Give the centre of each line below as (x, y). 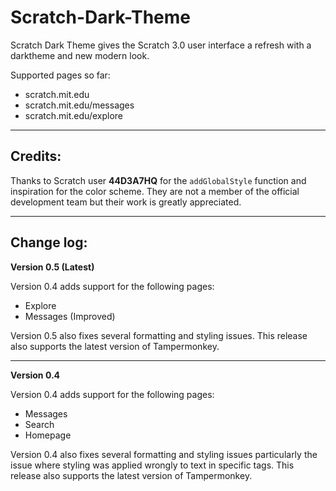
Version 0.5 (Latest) (52, 267)
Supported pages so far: (60, 75)
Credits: (36, 156)
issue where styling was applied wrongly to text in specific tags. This (152, 465)
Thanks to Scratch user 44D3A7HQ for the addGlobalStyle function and (158, 180)
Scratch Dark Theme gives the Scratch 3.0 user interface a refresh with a (161, 45)
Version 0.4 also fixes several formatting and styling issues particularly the (164, 454)
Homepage (48, 435)
